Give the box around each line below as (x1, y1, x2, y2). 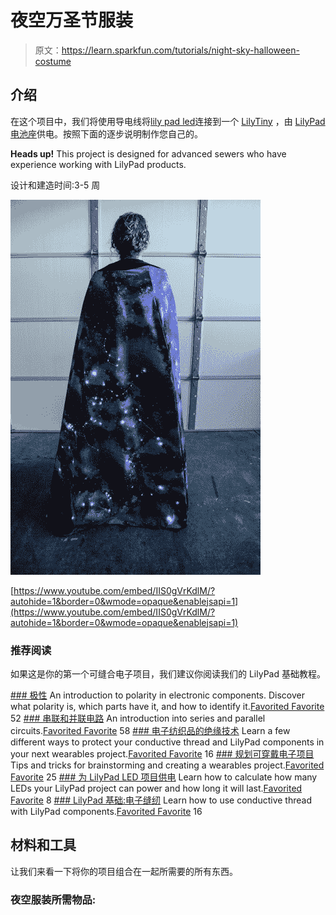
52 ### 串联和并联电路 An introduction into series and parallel (10, 712, 266, 725)
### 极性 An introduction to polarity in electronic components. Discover (10, 689, 305, 701)
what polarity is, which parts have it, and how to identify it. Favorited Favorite (10, 701, 325, 713)
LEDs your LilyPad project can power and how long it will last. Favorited (10, 782, 303, 795)
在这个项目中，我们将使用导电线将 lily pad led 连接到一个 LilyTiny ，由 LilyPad (10, 115, 326, 127)
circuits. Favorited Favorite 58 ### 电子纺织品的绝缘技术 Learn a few (10, 725, 291, 737)
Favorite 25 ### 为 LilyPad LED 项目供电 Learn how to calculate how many (10, 771, 318, 783)
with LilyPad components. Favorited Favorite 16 (10, 806, 203, 818)
